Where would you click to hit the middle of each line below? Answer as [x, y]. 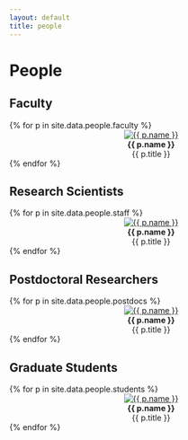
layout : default [40, 18]
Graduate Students [64, 368]
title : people [36, 26]
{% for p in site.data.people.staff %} [76, 213]
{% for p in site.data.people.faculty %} [81, 125]
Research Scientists [67, 191]
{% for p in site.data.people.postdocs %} [85, 301]
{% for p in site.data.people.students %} [84, 389]
